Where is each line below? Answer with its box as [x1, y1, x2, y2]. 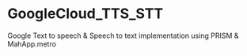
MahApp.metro [7, 39, 57, 48]
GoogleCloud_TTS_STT [7, 5, 164, 23]
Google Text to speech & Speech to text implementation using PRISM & [7, 31, 239, 40]
